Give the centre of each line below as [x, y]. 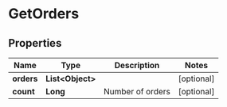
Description [137, 65]
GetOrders [44, 14]
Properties [35, 43]
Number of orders [137, 92]
